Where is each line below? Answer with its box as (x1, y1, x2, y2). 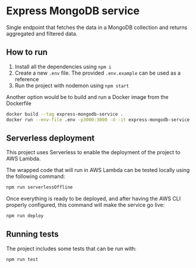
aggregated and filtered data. (6, 30, 78, 37)
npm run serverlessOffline (6, 184, 73, 190)
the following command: (6, 173, 65, 180)
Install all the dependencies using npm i (14, 63, 112, 70)
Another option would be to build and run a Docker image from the (6, 93, 169, 100)
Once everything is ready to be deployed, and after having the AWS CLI (6, 195, 181, 202)
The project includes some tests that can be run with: (6, 245, 137, 252)
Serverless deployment (6, 133, 95, 143)
